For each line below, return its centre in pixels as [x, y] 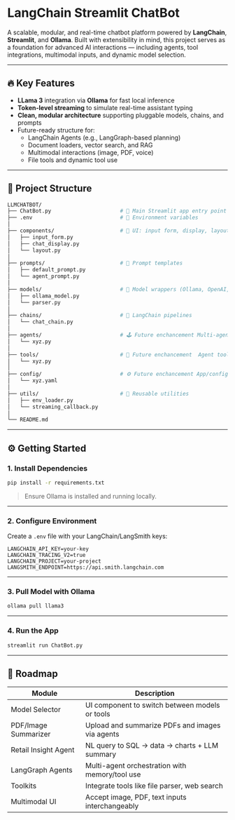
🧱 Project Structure [50, 188]
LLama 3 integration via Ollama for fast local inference [96, 100]
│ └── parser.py [34, 302]
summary [101, 754]
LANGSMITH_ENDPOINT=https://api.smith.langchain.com [86, 567]
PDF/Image [29, 725]
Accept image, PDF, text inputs [136, 798]
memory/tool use [113, 774]
